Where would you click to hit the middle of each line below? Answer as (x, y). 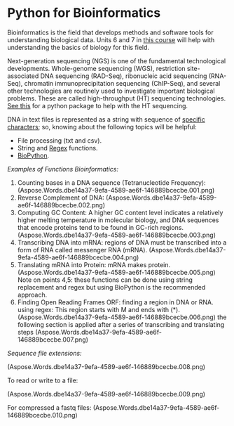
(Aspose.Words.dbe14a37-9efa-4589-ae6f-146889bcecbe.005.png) (116, 272)
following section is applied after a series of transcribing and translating (121, 324)
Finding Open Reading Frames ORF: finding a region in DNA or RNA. (115, 302)
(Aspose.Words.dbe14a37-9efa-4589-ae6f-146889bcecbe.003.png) (116, 235)
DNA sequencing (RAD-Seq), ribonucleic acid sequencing (124, 76)
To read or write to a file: (43, 380)
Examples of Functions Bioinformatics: (63, 169)
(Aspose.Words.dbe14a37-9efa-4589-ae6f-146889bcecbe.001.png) (116, 190)
